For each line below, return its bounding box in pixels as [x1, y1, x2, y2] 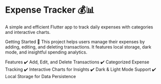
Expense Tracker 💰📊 [5, 4, 95, 16]
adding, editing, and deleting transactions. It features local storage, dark [5, 44, 152, 50]
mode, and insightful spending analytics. [5, 49, 88, 55]
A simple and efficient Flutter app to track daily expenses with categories [5, 24, 154, 30]
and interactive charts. [5, 29, 51, 35]
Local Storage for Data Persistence [5, 73, 76, 79]
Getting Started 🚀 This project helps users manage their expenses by [5, 38, 145, 45]
